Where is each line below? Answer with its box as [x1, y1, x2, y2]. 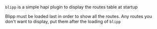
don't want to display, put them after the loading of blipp [5, 19, 121, 24]
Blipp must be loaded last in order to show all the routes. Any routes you [5, 14, 152, 19]
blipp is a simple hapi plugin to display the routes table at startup [5, 4, 138, 10]
